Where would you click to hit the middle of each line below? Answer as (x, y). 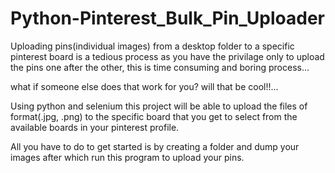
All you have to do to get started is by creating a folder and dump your (155, 146)
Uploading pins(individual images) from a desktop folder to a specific (152, 46)
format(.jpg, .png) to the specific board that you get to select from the (154, 116)
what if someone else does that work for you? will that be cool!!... (144, 86)
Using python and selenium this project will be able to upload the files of (159, 106)
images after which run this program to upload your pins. (127, 157)
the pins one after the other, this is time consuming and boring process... (160, 67)
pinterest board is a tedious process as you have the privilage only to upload (167, 56)
